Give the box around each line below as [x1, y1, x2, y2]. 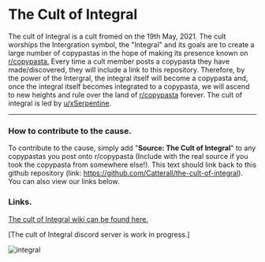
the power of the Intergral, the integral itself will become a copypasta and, [8, 73, 248, 83]
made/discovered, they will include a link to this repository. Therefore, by [8, 65, 245, 74]
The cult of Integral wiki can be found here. [8, 214, 148, 223]
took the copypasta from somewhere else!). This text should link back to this [8, 160, 257, 170]
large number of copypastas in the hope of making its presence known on [8, 48, 248, 57]
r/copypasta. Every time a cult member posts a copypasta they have [8, 57, 230, 66]
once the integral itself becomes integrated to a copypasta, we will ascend [8, 81, 250, 91]
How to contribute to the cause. [8, 125, 132, 136]
